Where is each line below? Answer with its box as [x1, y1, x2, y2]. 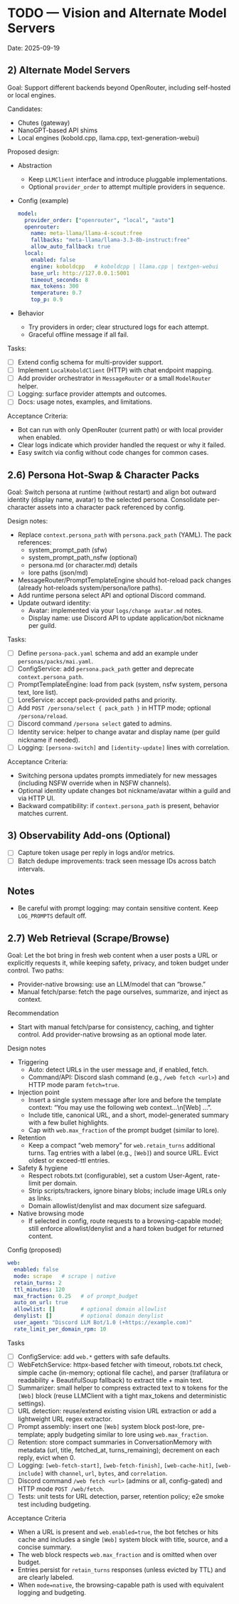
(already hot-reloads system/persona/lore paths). [17, 584, 163, 592]
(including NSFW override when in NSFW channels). [17, 778, 171, 787]
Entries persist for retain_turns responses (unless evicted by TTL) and [17, 1566, 226, 1574]
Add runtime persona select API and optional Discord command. [17, 591, 206, 599]
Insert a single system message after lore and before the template [28, 1096, 222, 1104]
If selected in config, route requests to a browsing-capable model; [28, 1217, 223, 1225]
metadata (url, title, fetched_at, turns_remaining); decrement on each [17, 1446, 220, 1454]
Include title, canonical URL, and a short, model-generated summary [28, 1111, 229, 1119]
